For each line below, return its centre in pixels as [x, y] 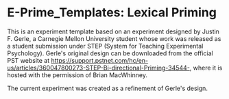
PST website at [28, 60]
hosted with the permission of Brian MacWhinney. [77, 75]
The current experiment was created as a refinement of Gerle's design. [107, 88]
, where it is [206, 68]
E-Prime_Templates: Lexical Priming [112, 13]
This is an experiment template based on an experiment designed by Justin [113, 31]
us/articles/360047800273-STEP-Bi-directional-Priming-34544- [99, 68]
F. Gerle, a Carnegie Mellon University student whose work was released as [114, 38]
